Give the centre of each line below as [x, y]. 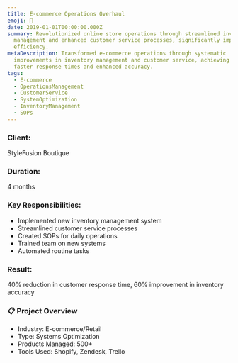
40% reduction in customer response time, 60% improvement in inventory [116, 284]
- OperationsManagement [49, 86]
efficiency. [32, 47]
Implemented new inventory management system [90, 220]
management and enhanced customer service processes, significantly [117, 40]
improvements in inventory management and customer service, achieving [122, 60]
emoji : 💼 [20, 21]
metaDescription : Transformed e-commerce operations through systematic [117, 54]
